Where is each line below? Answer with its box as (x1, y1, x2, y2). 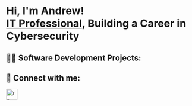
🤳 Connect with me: (6, 73, 80, 83)
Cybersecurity (6, 30, 80, 43)
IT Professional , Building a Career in (6, 17, 187, 30)
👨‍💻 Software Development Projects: (6, 53, 141, 63)
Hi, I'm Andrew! (6, 4, 84, 18)
